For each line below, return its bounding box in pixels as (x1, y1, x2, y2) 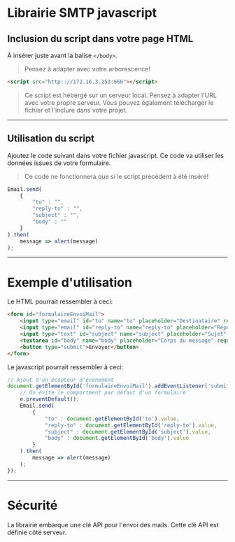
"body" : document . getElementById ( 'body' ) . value (44, 435, 190, 442)
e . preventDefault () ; (20, 396, 80, 403)
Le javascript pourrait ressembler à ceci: (7, 362, 124, 371)
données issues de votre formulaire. (7, 159, 111, 167)
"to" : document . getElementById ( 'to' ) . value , (44, 415, 180, 422)
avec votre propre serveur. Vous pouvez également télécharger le (24, 98, 214, 106)
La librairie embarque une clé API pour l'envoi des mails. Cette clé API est (7, 520, 219, 529)
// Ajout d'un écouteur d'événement (7, 376, 114, 383)
